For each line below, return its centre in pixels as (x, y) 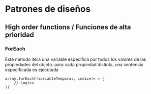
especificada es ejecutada (32, 70)
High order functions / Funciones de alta (68, 27)
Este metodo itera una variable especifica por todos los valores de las (76, 59)
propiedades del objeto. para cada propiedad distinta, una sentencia (74, 64)
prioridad (20, 35)
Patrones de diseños (48, 9)
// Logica (24, 83)
